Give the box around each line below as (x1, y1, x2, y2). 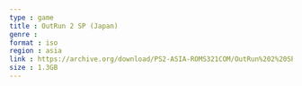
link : (9, 55, 34, 64)
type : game (9, 13, 54, 22)
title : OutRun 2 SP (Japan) (9, 21, 119, 30)
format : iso (9, 38, 58, 47)
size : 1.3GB (9, 64, 58, 73)
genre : (9, 30, 39, 39)
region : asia (9, 47, 63, 56)
